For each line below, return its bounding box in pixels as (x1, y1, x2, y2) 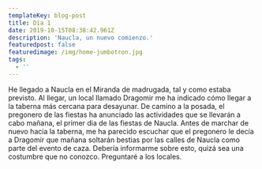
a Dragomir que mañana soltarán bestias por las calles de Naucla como (8, 135, 241, 145)
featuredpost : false (8, 41, 77, 49)
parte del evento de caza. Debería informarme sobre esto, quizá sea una (8, 143, 245, 152)
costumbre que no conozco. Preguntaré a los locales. (8, 152, 182, 161)
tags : (8, 56, 26, 64)
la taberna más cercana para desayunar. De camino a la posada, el (8, 101, 225, 111)
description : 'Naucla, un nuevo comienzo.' (8, 33, 154, 42)
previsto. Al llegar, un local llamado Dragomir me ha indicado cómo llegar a (8, 92, 252, 103)
